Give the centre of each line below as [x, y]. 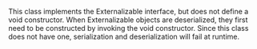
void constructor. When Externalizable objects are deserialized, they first [128, 20]
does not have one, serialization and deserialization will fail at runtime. [124, 36]
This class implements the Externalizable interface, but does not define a [128, 11]
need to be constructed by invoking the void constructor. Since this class [128, 28]
